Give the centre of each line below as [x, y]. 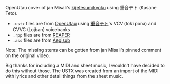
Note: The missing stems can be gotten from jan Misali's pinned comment [83, 50]
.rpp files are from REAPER [41, 35]
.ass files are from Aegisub [41, 40]
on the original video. [28, 55]
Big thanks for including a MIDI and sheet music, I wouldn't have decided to [85, 65]
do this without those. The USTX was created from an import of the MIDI [82, 71]
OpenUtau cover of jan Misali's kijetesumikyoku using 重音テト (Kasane [81, 7]
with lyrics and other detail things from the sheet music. [64, 76]
